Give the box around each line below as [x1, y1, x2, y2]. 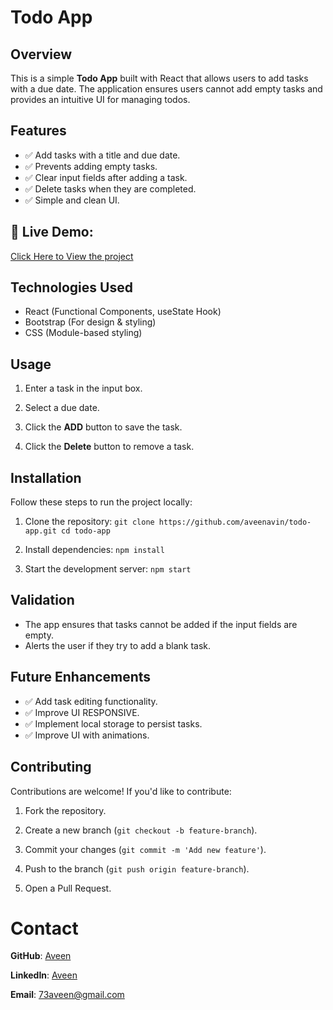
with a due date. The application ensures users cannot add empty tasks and [10, 83, 323, 95]
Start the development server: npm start [24, 563, 192, 575]
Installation [10, 469, 82, 486]
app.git [24, 526, 57, 536]
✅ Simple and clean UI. [24, 194, 120, 206]
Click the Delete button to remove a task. [24, 441, 195, 453]
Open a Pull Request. [24, 882, 112, 894]
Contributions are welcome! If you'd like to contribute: [10, 785, 232, 797]
